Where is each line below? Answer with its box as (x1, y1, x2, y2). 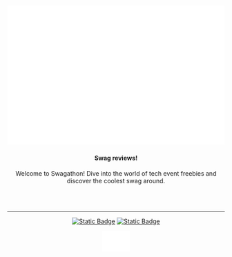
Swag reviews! (94, 154, 138, 162)
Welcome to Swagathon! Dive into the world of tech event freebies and (15, 169, 217, 177)
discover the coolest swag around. (66, 176, 166, 185)
